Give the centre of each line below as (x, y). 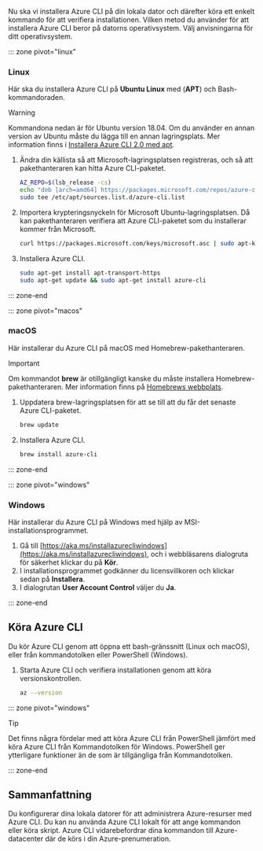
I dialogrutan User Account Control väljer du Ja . (98, 587)
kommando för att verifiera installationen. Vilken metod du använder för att (129, 20)
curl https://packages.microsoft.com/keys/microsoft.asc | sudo (127, 243)
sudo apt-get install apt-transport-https (90, 273)
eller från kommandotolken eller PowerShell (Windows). (98, 654)
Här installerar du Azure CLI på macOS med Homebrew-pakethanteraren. (126, 348)
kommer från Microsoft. (58, 229)
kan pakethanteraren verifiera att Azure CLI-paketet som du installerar (133, 220)
